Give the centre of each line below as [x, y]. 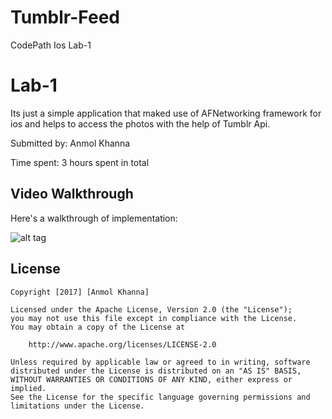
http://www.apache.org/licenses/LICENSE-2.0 [122, 344]
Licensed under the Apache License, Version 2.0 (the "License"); [151, 309]
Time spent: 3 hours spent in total [80, 162]
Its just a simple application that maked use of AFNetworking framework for [166, 113]
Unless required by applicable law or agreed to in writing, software [160, 362]
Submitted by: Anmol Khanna [70, 143]
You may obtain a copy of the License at [98, 327]
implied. [28, 388]
